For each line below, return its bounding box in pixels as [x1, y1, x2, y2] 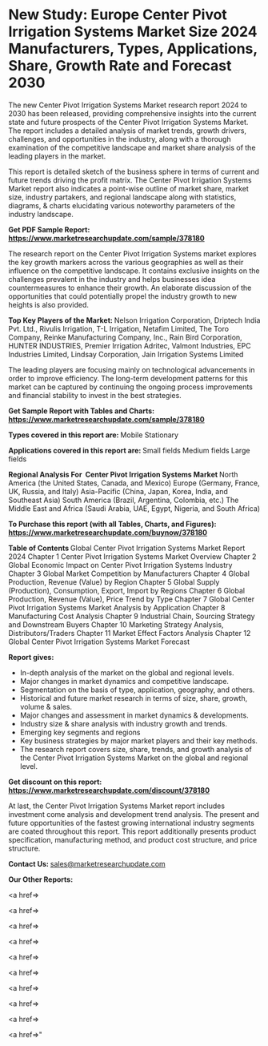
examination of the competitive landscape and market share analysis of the [8, 143, 256, 152]
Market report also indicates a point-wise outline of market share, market [8, 183, 250, 193]
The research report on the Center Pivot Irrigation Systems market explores [8, 248, 258, 258]
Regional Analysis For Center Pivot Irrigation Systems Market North [8, 469, 238, 479]
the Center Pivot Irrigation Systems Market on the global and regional [19, 753, 249, 762]
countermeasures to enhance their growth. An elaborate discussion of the [8, 283, 252, 292]
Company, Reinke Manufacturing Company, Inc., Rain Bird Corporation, [8, 332, 242, 342]
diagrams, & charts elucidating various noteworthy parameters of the [8, 200, 235, 210]
